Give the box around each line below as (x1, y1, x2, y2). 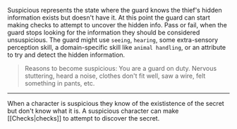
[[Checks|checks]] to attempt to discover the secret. (7, 114, 160, 122)
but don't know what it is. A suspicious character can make (7, 107, 179, 115)
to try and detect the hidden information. (7, 50, 126, 59)
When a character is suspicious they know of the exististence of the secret (7, 100, 224, 107)
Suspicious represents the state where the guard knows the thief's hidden (7, 6, 222, 14)
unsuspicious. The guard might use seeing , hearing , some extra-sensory (7, 36, 219, 44)
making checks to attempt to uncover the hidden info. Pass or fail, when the (7, 21, 227, 29)
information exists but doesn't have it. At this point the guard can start (7, 13, 210, 22)
